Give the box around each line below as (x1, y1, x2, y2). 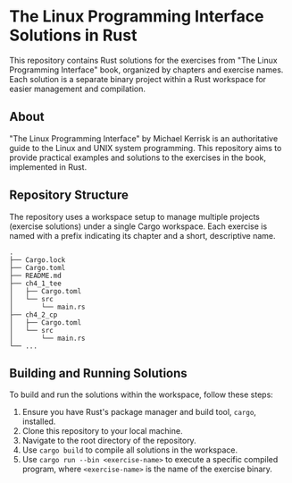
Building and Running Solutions (9, 365, 188, 381)
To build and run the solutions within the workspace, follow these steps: (9, 389, 274, 400)
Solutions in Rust (9, 25, 138, 46)
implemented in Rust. (9, 161, 88, 172)
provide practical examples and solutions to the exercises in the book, (9, 152, 266, 163)
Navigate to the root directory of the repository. (21, 436, 196, 446)
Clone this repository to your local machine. (21, 426, 183, 436)
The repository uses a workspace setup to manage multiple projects (9, 211, 261, 222)
